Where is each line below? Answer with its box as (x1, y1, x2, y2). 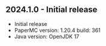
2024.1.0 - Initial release (5, 5, 98, 15)
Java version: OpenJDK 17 (14, 32, 80, 40)
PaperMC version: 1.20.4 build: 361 (14, 27, 101, 34)
